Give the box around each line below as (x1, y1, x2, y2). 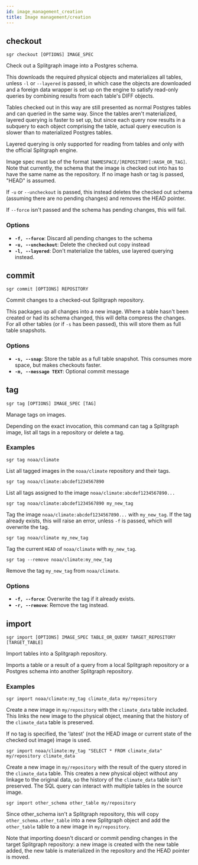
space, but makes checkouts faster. (14, 362, 102, 369)
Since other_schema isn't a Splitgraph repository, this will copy (6, 811, 159, 818)
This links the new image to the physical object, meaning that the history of (6, 712, 189, 719)
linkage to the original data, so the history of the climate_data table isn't (6, 776, 181, 783)
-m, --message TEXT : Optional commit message (14, 367, 129, 375)
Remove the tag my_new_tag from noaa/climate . (6, 567, 120, 574)
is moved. (6, 853, 30, 861)
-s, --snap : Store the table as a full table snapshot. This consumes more (14, 355, 192, 362)
